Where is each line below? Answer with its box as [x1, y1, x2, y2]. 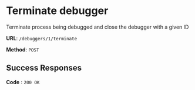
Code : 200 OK [6, 78, 40, 85]
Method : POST [6, 46, 39, 53]
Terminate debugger [6, 4, 109, 18]
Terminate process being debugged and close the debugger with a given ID [6, 23, 189, 30]
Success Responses [6, 63, 82, 73]
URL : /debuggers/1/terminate [6, 34, 78, 41]
